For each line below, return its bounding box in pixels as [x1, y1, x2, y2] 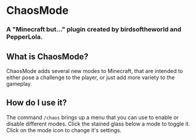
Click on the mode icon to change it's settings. [6, 126, 122, 133]
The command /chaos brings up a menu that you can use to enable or [6, 113, 179, 121]
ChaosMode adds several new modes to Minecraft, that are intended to [6, 67, 183, 74]
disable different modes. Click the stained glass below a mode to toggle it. [6, 120, 190, 127]
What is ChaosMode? [6, 51, 89, 62]
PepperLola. [6, 33, 43, 41]
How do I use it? [6, 98, 68, 108]
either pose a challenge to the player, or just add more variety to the [6, 74, 175, 81]
